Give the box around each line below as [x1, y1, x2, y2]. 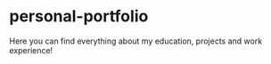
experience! [9, 44, 53, 55]
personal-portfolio [9, 6, 149, 27]
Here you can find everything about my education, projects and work [9, 36, 263, 46]
